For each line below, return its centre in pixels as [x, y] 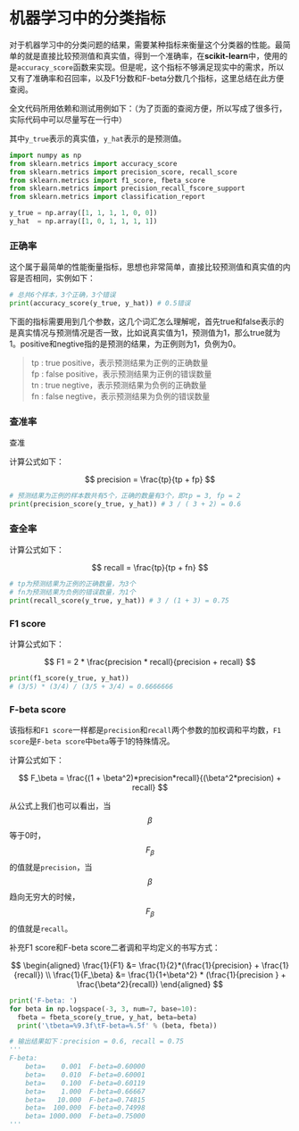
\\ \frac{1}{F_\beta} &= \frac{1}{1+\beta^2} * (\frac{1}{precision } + [166, 975]
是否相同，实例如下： [56, 279]
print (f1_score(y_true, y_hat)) [69, 678]
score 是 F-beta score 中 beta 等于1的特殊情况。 [92, 741]
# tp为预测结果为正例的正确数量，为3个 [73, 584]
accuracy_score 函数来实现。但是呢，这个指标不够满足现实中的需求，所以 [151, 67]
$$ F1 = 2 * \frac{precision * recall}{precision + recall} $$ [150, 662]
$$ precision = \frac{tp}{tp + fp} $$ [150, 479]
